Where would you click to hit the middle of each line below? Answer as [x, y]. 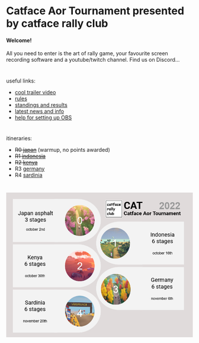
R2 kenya [26, 162]
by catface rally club [57, 23]
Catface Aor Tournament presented [95, 11]
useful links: [21, 81]
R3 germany [30, 169]
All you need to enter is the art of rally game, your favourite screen [87, 53]
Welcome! [19, 40]
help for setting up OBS [43, 117]
